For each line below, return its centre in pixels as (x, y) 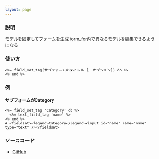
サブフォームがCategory (30, 100)
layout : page (18, 9)
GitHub (19, 152)
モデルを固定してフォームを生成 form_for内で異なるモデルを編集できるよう (80, 39)
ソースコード (20, 141)
